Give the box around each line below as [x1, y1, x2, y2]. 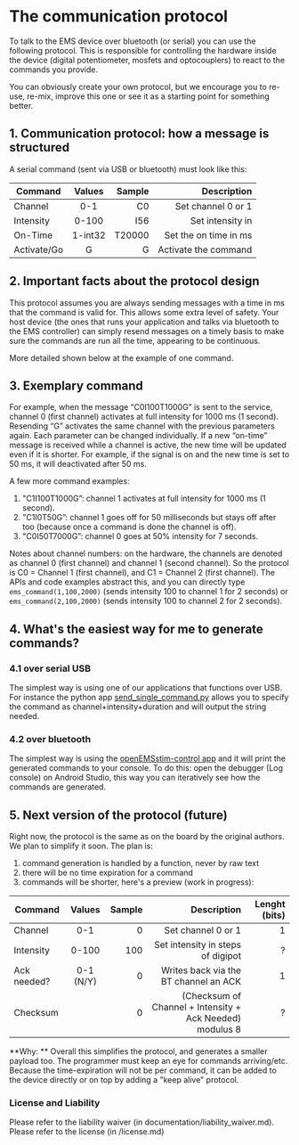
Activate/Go [13, 243, 64, 256]
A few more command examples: [9, 476, 131, 487]
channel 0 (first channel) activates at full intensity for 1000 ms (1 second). [9, 412, 279, 422]
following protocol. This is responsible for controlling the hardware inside [9, 45, 278, 55]
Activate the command [158, 243, 253, 256]
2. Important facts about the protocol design [9, 274, 260, 289]
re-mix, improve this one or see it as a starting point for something [26, 91, 270, 102]
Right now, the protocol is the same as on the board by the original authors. [9, 831, 285, 842]
